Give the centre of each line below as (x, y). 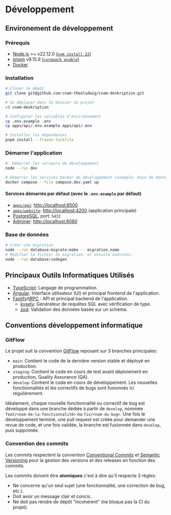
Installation (20, 78)
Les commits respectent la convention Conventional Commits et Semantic (83, 455)
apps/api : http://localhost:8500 (45, 205)
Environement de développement (59, 28)
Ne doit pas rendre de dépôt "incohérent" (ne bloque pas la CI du (81, 502)
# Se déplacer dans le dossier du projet (50, 102)
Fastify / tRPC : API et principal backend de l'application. (70, 298)
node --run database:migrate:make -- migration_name (62, 250)
